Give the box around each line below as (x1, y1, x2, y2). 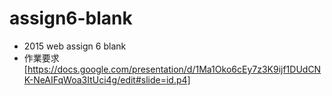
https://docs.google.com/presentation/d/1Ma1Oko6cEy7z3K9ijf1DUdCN (27, 63, 322, 75)
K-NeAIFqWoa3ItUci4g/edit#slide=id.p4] (23, 73, 191, 86)
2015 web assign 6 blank (23, 40, 127, 52)
